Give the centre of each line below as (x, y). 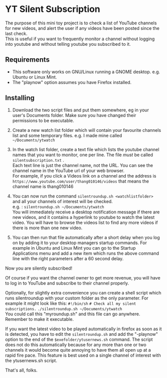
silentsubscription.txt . (38, 160)
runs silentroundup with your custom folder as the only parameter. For (77, 298)
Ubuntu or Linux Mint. (35, 77)
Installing (20, 98)
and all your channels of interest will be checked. (62, 201)
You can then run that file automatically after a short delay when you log (86, 237)
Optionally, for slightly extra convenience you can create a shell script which (83, 292)
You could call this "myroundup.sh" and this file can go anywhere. (73, 314)
